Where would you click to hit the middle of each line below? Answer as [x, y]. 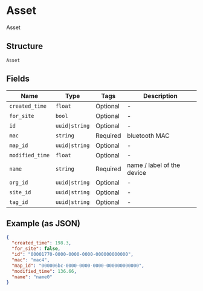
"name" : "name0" [32, 277]
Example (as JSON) [43, 224]
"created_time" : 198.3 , [41, 243]
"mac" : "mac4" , [31, 260]
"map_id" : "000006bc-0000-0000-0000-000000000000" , [78, 266]
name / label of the [153, 165]
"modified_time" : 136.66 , [44, 271]
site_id [20, 192]
